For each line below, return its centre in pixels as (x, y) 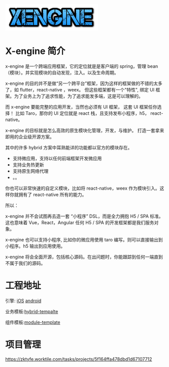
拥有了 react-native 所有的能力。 (53, 194)
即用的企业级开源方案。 (30, 137)
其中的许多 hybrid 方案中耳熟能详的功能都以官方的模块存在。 (69, 147)
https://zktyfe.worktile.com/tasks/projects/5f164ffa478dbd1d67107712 (79, 359)
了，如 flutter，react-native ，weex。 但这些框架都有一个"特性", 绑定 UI (80, 89)
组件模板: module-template (33, 322)
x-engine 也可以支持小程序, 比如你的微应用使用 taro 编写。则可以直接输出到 (84, 239)
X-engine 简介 (35, 51)
